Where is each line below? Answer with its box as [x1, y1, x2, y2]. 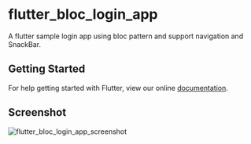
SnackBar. [8, 39, 42, 49]
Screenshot [8, 106, 67, 119]
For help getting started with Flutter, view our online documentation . [8, 83, 228, 92]
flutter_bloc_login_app [8, 5, 158, 23]
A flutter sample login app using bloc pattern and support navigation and [8, 31, 244, 41]
